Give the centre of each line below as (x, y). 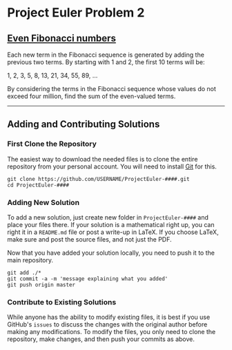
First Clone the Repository (52, 144)
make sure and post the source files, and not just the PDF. (89, 239)
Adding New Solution (43, 202)
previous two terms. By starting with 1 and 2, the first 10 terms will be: (106, 62)
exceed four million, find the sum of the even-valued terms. (91, 96)
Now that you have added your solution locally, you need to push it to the (111, 253)
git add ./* (24, 273)
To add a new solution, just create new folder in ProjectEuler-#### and (108, 217)
